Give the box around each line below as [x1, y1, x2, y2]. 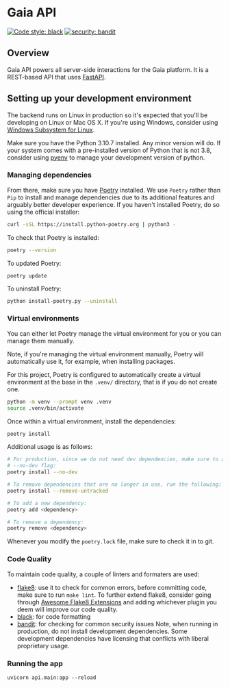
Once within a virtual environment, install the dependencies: [7, 417, 177, 426]
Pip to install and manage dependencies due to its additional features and [7, 193, 214, 201]
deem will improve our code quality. [16, 605, 118, 613]
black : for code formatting [16, 612, 91, 621]
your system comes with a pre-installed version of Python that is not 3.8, [7, 146, 212, 154]
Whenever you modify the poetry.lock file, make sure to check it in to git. [7, 537, 214, 545]
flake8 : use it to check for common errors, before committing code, [16, 583, 207, 591]
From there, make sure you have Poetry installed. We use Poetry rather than [7, 186, 221, 194]
